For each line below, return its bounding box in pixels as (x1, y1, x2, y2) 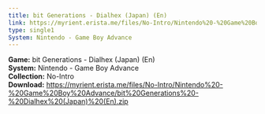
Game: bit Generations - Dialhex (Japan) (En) (8, 55, 155, 64)
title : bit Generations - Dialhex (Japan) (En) (8, 11, 168, 20)
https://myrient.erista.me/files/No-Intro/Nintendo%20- (46, 80, 223, 90)
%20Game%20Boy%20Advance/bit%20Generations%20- (8, 88, 200, 98)
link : (8, 19, 26, 27)
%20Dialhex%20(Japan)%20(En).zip (8, 97, 129, 106)
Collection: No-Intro (8, 72, 75, 81)
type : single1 (8, 26, 55, 34)
